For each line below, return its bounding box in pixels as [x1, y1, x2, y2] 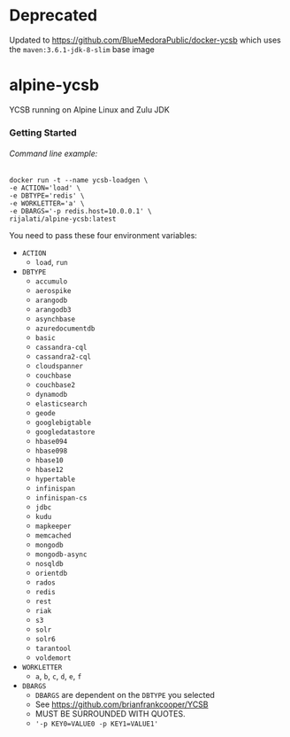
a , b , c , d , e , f [34, 671, 82, 681]
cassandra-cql [34, 343, 88, 352]
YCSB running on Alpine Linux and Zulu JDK [9, 104, 170, 115]
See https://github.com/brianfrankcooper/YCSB [34, 699, 210, 710]
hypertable [34, 475, 76, 484]
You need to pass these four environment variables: [9, 230, 197, 240]
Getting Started [9, 126, 77, 138]
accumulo [34, 277, 68, 286]
